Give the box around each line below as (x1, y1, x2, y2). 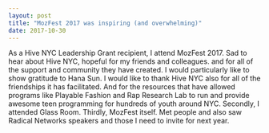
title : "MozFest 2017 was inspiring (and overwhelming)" (8, 19, 203, 27)
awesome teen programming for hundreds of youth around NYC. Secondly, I (8, 99, 260, 108)
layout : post (8, 11, 52, 20)
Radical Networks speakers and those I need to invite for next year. (8, 116, 230, 126)
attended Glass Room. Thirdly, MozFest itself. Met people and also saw (8, 108, 243, 117)
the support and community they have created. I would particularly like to (8, 65, 250, 75)
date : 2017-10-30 (8, 26, 66, 34)
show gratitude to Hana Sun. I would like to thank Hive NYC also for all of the (8, 73, 261, 84)
